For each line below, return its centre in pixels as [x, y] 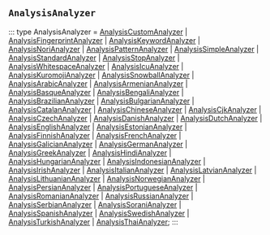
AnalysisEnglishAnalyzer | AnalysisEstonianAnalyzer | [98, 127]
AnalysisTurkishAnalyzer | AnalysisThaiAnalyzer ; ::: [93, 222]
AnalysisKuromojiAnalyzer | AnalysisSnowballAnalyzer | [101, 75]
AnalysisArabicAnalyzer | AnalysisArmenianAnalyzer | [98, 83]
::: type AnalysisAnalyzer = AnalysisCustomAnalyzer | [98, 32]
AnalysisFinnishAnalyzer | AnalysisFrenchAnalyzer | [95, 135]
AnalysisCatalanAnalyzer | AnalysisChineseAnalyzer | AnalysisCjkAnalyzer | [135, 109]
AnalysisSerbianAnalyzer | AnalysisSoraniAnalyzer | [95, 204]
